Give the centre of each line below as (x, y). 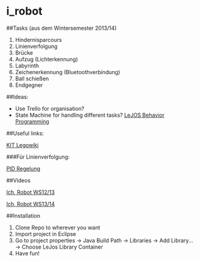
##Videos (19, 180)
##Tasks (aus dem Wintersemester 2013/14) (62, 28)
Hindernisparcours (39, 40)
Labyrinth (27, 66)
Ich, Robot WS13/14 (31, 204)
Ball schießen (32, 78)
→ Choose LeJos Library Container (59, 247)
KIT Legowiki (22, 145)
